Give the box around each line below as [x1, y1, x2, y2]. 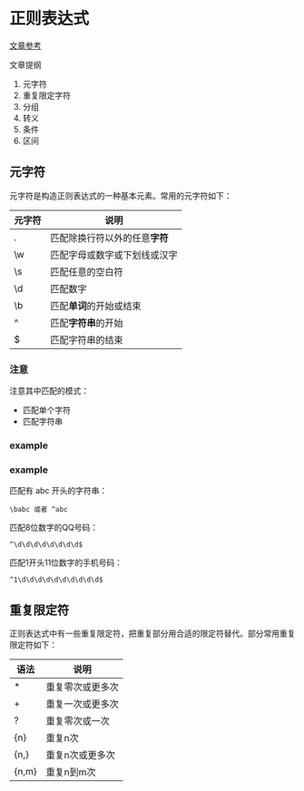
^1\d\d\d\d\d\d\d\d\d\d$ [9, 575, 103, 585]
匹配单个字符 [22, 405, 71, 415]
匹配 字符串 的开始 [50, 317, 124, 329]
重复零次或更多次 [45, 681, 120, 694]
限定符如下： [9, 640, 57, 650]
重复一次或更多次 [45, 698, 120, 710]
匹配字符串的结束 [50, 333, 124, 346]
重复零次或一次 [45, 715, 111, 728]
